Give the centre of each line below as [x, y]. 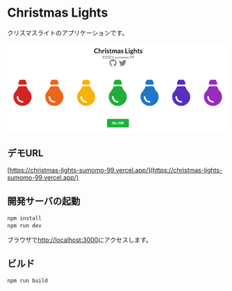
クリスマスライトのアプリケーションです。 [68, 33]
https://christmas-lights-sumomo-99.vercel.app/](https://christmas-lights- [116, 170]
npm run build [28, 281]
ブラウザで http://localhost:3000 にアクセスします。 [80, 240]
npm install [24, 218]
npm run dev [24, 226]
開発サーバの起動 [44, 201]
